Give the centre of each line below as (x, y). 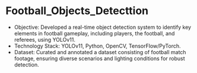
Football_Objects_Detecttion (77, 11)
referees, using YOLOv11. (45, 39)
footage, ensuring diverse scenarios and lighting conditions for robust (99, 58)
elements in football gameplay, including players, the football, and (94, 33)
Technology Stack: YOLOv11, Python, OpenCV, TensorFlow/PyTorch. (98, 46)
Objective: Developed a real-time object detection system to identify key (102, 27)
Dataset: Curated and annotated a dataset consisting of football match (100, 52)
